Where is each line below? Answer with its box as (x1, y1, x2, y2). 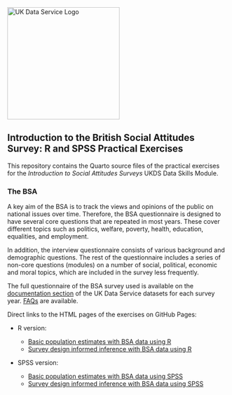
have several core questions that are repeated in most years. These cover (7, 217, 220, 226)
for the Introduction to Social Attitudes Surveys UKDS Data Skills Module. (7, 168, 219, 178)
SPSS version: (17, 359, 59, 367)
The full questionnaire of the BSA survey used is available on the (7, 282, 194, 290)
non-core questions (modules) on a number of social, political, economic (7, 261, 217, 269)
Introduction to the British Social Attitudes (7, 132, 195, 144)
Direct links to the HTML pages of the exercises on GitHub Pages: (7, 310, 197, 319)
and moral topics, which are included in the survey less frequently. (7, 268, 200, 276)
